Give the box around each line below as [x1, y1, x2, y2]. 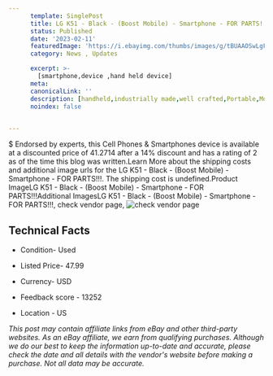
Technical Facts [8, 223, 91, 237]
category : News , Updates [29, 50, 118, 58]
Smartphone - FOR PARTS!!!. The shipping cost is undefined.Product [8, 174, 238, 184]
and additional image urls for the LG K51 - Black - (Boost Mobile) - [8, 165, 229, 175]
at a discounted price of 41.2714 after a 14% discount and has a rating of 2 [8, 148, 258, 158]
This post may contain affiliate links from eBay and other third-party [8, 323, 238, 334]
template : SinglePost [29, 11, 104, 20]
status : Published [29, 27, 93, 35]
